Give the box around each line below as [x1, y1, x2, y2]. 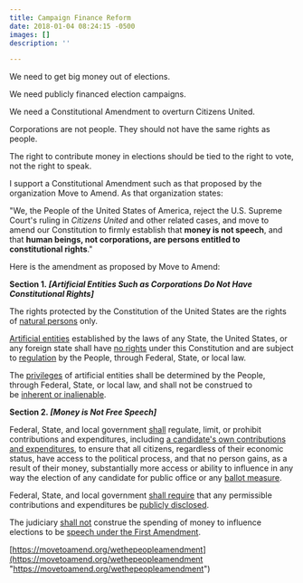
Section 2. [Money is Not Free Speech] [9, 406, 157, 417]
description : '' [9, 38, 71, 48]
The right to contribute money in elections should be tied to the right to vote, [9, 151, 294, 162]
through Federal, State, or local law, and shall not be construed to [9, 379, 253, 390]
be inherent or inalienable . [9, 389, 107, 400]
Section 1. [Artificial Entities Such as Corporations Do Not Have [9, 279, 253, 290]
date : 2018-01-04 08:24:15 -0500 [9, 22, 136, 31]
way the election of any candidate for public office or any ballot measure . [9, 473, 282, 483]
